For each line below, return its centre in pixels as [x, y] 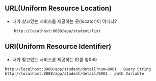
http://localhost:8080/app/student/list [57, 31]
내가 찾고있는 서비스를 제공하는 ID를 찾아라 [55, 59]
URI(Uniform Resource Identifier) [58, 47]
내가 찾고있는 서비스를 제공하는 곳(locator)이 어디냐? [64, 21]
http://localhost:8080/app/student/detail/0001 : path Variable [74, 73]
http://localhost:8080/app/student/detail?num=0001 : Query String [78, 69]
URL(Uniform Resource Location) [58, 8]
